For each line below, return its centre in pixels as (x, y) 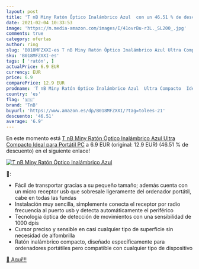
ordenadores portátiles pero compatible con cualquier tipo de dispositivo (104, 248)
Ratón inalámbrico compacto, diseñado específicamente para (90, 242)
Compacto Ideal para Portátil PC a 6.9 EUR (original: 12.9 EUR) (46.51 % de (97, 145)
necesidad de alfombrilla (45, 236)
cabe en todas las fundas (46, 198)
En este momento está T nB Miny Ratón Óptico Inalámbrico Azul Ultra (91, 138)
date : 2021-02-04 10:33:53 (39, 22)
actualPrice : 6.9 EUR (33, 67)
